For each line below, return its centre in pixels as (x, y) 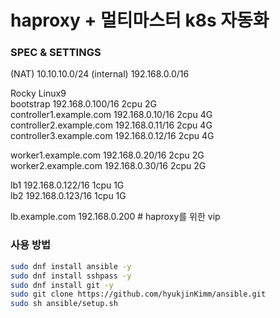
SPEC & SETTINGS (56, 53)
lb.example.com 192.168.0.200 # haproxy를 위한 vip (115, 217)
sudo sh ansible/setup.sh (64, 304)
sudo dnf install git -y (62, 285)
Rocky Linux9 (38, 93)
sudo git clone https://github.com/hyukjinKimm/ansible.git (138, 294)
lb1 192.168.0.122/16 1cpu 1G (67, 185)
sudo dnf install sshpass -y (71, 276)
